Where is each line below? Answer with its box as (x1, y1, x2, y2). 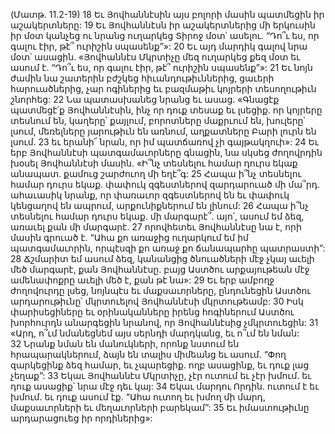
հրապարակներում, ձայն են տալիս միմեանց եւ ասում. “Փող (10, 349, 287, 360)
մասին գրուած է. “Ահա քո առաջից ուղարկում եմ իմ (10, 232, 249, 243)
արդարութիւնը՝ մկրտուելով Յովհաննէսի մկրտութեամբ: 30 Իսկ (10, 295, 304, 307)
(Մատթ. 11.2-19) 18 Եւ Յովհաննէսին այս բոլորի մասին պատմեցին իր (10, 9, 325, 20)
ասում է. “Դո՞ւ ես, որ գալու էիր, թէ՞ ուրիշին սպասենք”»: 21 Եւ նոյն (10, 62, 313, 73)
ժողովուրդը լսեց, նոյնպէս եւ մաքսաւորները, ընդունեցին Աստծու (10, 285, 312, 296)
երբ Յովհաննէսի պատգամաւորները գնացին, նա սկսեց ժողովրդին (10, 147, 323, 158)
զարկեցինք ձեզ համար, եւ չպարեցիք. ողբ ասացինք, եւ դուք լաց (10, 359, 310, 371)
